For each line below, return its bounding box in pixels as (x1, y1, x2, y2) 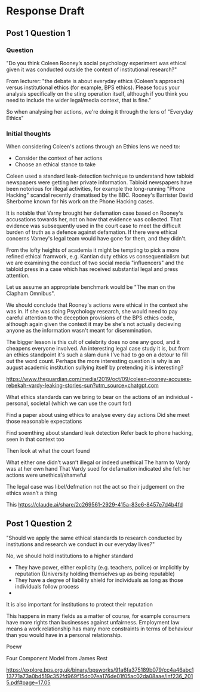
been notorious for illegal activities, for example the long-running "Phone (6, 185, 186, 193)
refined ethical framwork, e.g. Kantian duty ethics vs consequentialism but (6, 253, 189, 260)
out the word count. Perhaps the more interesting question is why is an (6, 358, 180, 365)
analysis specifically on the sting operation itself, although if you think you (6, 90, 188, 97)
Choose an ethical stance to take (14, 161, 96, 168)
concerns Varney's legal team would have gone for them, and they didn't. (6, 235, 187, 242)
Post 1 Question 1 (6, 28, 70, 38)
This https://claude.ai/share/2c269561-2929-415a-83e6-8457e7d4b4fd (6, 501, 183, 508)
